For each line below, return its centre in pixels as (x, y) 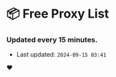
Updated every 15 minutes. (52, 40)
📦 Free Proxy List (58, 14)
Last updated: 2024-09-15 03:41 (61, 55)
